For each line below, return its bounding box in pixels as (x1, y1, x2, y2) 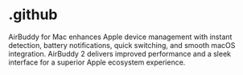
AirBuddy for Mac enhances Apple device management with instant (8, 32, 233, 41)
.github (8, 6, 58, 24)
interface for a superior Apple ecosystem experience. (8, 57, 186, 67)
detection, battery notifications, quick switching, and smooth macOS (8, 40, 236, 49)
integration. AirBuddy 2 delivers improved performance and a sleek (8, 49, 232, 58)
